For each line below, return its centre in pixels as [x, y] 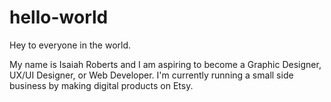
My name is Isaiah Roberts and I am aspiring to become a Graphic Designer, [165, 64]
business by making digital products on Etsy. [101, 85]
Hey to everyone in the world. [70, 45]
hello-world [59, 17]
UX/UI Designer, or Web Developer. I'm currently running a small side [151, 75]
